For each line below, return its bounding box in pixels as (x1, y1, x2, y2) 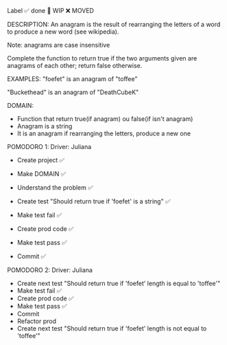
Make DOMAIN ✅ (16, 170, 67, 178)
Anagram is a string (16, 122, 73, 130)
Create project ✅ (16, 156, 65, 164)
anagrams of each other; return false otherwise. (7, 62, 143, 69)
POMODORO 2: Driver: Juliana (7, 266, 93, 274)
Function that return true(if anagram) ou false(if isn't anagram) (16, 115, 193, 123)
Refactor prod (16, 317, 57, 325)
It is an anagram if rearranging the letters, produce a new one (16, 129, 191, 137)
